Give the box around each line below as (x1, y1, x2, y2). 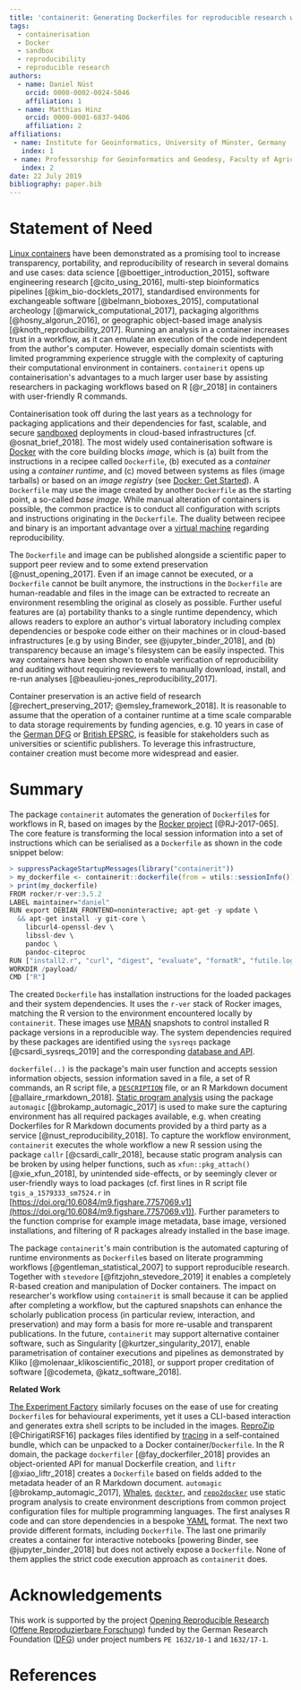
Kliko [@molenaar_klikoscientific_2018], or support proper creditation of (9, 1357, 275, 1368)
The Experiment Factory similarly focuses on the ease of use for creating (9, 1401, 279, 1412)
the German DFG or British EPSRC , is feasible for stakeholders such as (9, 729, 270, 740)
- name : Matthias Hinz (17, 105, 102, 114)
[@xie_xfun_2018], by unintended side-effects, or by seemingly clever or (9, 1168, 278, 1179)
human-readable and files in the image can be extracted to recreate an (9, 588, 271, 599)
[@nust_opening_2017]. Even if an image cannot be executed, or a (9, 568, 254, 579)
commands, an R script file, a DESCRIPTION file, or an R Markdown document (9, 1082, 288, 1094)
